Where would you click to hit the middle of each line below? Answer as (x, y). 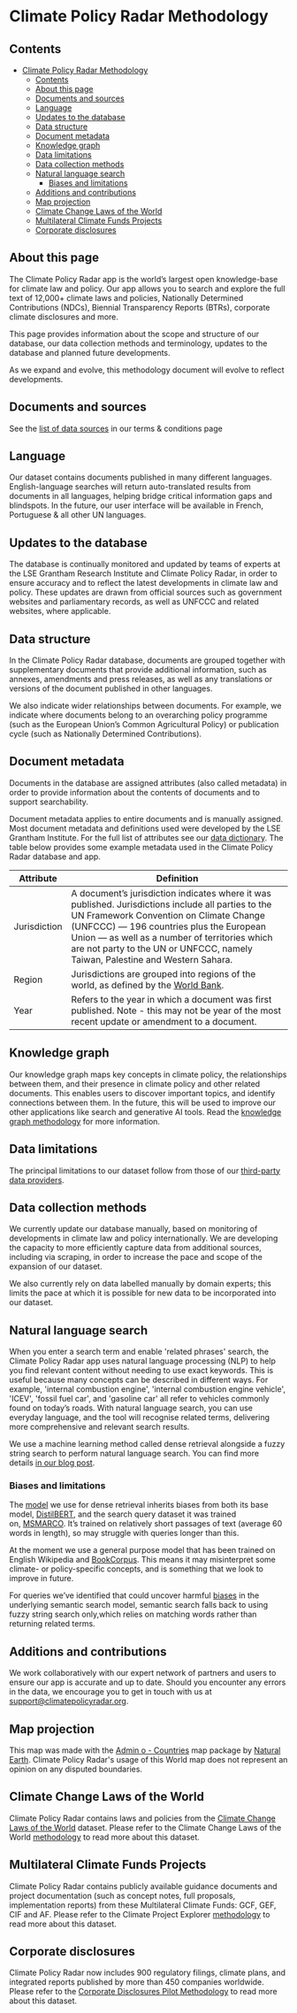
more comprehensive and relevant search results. (99, 1427)
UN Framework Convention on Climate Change (168, 915)
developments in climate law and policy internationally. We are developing (144, 1238)
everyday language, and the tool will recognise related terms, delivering (140, 1418)
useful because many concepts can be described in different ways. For (139, 1380)
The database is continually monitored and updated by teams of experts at (145, 565)
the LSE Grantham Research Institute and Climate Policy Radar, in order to (143, 573)
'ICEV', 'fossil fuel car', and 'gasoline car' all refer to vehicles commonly (139, 1399)
